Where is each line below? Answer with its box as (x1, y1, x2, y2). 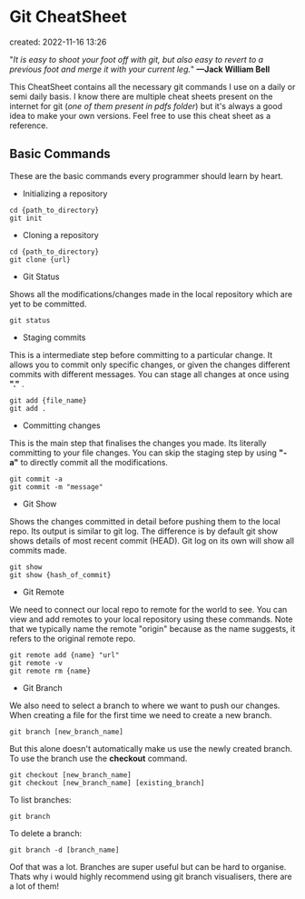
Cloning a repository (22, 229, 100, 240)
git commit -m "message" (9, 482, 103, 492)
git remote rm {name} (9, 666, 92, 675)
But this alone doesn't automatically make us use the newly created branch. (9, 743, 293, 754)
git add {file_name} (9, 395, 88, 405)
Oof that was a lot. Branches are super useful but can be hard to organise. (9, 861, 287, 872)
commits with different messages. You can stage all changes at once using (9, 368, 290, 379)
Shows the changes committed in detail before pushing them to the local (9, 515, 281, 526)
